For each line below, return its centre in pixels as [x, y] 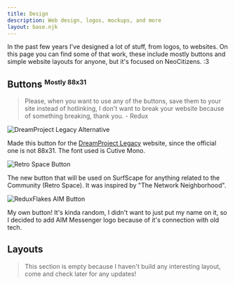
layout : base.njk [33, 27]
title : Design [28, 14]
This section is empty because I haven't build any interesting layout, [122, 266]
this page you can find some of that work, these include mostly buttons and [116, 54]
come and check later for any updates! [80, 274]
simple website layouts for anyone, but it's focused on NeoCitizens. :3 [108, 62]
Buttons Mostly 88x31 [47, 84]
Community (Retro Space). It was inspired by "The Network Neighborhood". [117, 185]
